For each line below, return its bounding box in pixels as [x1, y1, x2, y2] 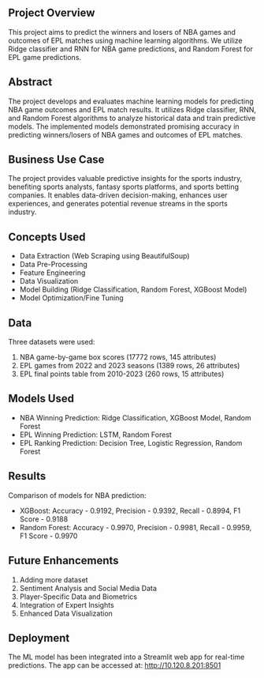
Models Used [8, 392, 75, 405]
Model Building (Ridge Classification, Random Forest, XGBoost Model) [19, 284, 247, 295]
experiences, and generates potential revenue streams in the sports [8, 199, 229, 209]
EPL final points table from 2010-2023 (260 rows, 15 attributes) [19, 369, 225, 379]
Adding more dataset [19, 574, 88, 584]
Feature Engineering [19, 268, 86, 277]
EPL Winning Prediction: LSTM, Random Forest [19, 430, 172, 439]
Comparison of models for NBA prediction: [8, 490, 147, 500]
